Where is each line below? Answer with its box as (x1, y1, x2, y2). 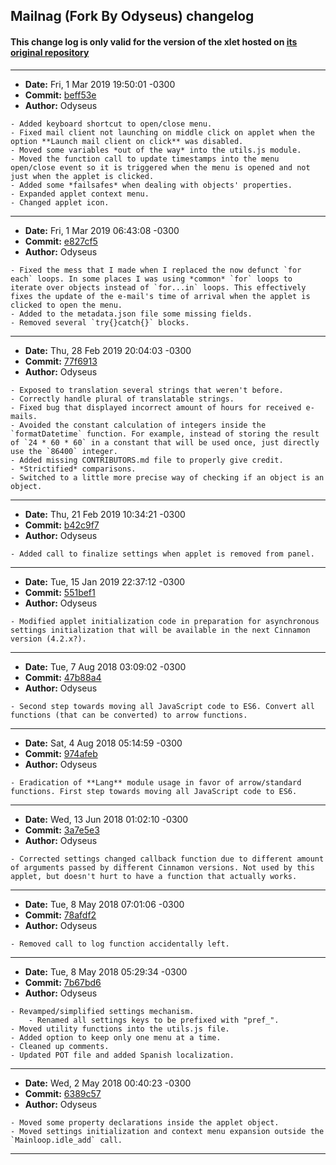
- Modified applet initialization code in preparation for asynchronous (10, 616, 320, 626)
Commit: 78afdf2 (24, 909, 97, 921)
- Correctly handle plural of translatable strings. (10, 394, 235, 404)
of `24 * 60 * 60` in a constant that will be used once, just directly (10, 437, 320, 448)
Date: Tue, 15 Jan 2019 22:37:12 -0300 (24, 575, 186, 588)
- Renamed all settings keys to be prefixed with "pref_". (28, 1015, 280, 1025)
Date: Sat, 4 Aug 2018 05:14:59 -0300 (24, 737, 183, 749)
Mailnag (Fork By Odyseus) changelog (10, 8, 255, 25)
